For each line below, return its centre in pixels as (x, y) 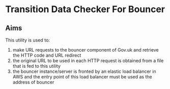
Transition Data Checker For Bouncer (85, 9)
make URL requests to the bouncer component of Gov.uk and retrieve (86, 50)
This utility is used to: (27, 40)
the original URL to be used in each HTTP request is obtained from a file (88, 61)
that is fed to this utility (37, 66)
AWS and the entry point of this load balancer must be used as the (82, 77)
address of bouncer (33, 82)
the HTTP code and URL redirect (47, 55)
